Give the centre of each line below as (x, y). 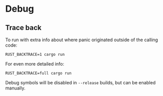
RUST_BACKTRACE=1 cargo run (35, 54)
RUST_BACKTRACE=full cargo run (38, 73)
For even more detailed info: (35, 64)
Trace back (23, 28)
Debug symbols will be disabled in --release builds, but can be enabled (80, 83)
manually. (15, 88)
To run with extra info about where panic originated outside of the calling (82, 40)
